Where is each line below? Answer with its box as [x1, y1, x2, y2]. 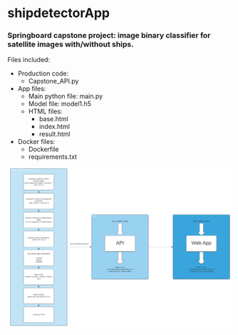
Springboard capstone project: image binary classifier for [7, 31, 211, 41]
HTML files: [28, 107, 63, 115]
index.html [38, 123, 70, 131]
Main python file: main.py [28, 92, 103, 100]
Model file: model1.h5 [28, 100, 91, 108]
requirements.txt [28, 153, 77, 161]
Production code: [17, 69, 69, 78]
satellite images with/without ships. [7, 39, 134, 49]
